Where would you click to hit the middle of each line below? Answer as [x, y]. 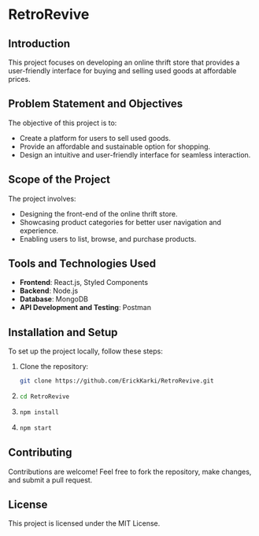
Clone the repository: [54, 367]
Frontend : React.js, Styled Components [83, 283]
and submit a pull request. [50, 480]
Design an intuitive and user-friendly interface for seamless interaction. [135, 154]
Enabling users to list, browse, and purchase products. [108, 238]
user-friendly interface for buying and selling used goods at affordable [122, 71]
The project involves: [42, 198]
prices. [19, 79]
